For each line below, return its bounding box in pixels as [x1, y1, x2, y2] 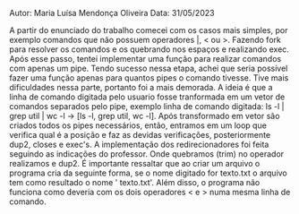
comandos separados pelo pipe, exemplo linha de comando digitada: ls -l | [9, 101, 285, 111]
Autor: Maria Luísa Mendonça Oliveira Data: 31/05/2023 [9, 8, 215, 18]
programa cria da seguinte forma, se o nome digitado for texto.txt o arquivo [9, 167, 288, 178]
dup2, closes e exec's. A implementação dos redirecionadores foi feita [9, 139, 269, 150]
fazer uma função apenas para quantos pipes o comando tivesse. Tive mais [9, 73, 289, 83]
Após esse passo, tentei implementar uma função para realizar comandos [9, 54, 282, 64]
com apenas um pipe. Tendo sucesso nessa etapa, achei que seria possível [9, 63, 288, 73]
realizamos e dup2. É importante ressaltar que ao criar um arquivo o [9, 158, 261, 168]
